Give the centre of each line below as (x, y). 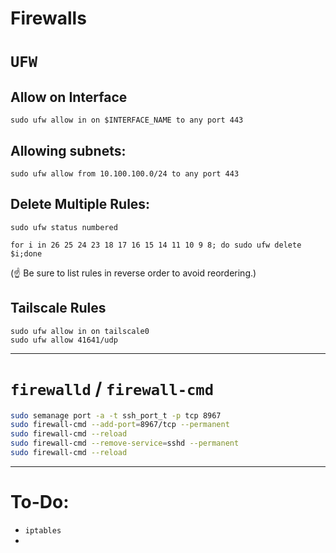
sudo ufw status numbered (64, 227)
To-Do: (40, 502)
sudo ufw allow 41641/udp (64, 340)
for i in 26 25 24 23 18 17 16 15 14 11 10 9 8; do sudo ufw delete (156, 245)
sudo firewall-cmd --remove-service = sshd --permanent (125, 443)
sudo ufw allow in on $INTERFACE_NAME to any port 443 (127, 120)
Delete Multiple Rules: (80, 204)
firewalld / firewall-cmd (112, 388)
